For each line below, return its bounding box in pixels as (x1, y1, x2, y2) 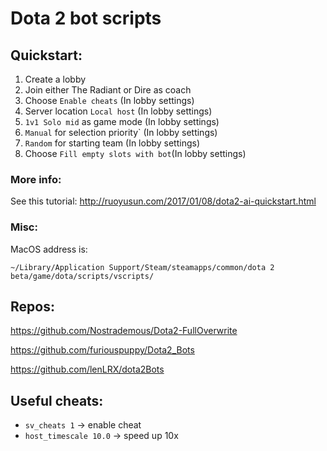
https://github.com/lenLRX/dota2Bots (10, 363, 165, 376)
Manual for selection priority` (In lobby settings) (24, 127, 218, 138)
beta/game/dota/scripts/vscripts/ (10, 271, 155, 281)
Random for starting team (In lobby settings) (24, 137, 201, 149)
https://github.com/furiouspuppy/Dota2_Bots (10, 344, 195, 356)
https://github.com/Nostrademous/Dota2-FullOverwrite (10, 325, 238, 337)
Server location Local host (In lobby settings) (24, 105, 213, 117)
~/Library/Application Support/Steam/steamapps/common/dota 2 (10, 262, 275, 272)
